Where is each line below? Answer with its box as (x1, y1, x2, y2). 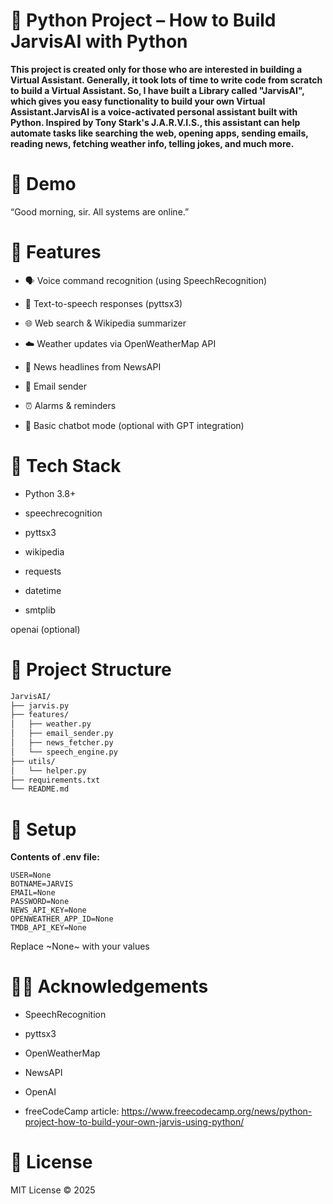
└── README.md (10, 784, 70, 794)
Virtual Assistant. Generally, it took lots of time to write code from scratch (10, 74, 323, 86)
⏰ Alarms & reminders (24, 399, 117, 411)
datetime (24, 584, 62, 596)
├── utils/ (10, 756, 56, 766)
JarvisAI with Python (10, 30, 188, 53)
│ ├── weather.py (10, 719, 92, 729)
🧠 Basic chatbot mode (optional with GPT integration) (24, 419, 245, 431)
